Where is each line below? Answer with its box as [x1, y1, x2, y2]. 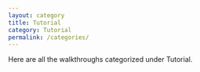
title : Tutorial [8, 19, 61, 27]
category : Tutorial [8, 26, 72, 34]
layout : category [8, 11, 65, 20]
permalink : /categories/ [8, 33, 89, 41]
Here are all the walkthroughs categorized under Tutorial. [8, 55, 193, 64]
